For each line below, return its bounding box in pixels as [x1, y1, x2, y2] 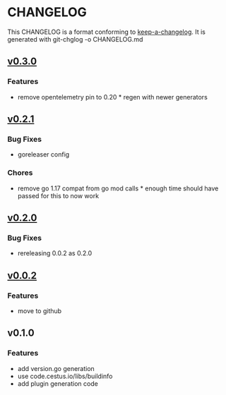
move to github [17, 306, 62, 315]
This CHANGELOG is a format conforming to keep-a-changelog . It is [7, 28, 206, 36]
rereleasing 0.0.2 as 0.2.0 [17, 249, 93, 257]
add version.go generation [17, 364, 95, 372]
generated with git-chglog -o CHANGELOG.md [7, 35, 143, 43]
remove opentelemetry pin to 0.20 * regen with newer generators [17, 92, 208, 101]
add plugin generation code [17, 379, 99, 388]
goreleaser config [17, 150, 70, 159]
